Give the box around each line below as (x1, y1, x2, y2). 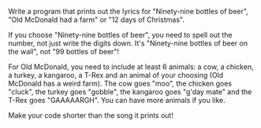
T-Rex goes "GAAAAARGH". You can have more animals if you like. (8, 96, 226, 104)
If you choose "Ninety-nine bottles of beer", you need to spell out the (8, 31, 233, 39)
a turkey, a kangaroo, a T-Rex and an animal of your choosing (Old (8, 71, 224, 79)
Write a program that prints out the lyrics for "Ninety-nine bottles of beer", (8, 7, 248, 16)
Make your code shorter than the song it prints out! (8, 111, 173, 120)
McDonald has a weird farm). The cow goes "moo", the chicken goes (8, 79, 233, 88)
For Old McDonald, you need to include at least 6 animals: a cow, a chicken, (8, 62, 254, 71)
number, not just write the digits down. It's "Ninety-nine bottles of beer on (8, 38, 248, 48)
